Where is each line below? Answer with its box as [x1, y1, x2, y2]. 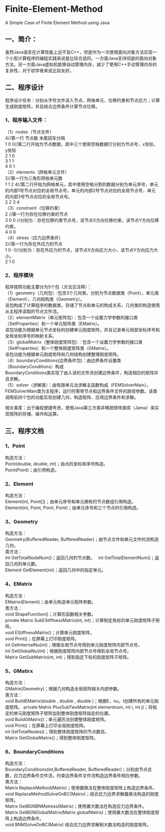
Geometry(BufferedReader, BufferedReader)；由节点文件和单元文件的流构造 [5, 537, 159, 542]
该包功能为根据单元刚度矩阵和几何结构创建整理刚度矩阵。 [5, 351, 121, 357]
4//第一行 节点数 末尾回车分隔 [5, 135, 65, 141]
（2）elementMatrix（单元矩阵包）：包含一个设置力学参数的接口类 [5, 315, 138, 321]
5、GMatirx [5, 668, 33, 674]
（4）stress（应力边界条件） [5, 235, 63, 241]
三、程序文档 [5, 427, 44, 435]
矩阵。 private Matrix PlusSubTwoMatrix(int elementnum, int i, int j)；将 [9, 704, 153, 710]
